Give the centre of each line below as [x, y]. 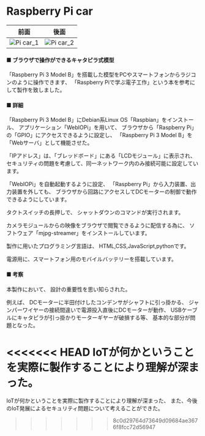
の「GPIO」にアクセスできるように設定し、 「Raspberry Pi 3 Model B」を [99, 135]
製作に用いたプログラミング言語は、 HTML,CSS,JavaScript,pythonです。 [98, 246]
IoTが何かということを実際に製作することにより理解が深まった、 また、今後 [102, 401]
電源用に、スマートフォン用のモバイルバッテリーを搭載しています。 [92, 259]
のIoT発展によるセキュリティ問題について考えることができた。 [85, 408]
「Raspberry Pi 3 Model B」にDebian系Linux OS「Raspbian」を [87, 120]
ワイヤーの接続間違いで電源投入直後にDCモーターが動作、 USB [102, 310]
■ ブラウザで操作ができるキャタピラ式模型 [60, 60]
